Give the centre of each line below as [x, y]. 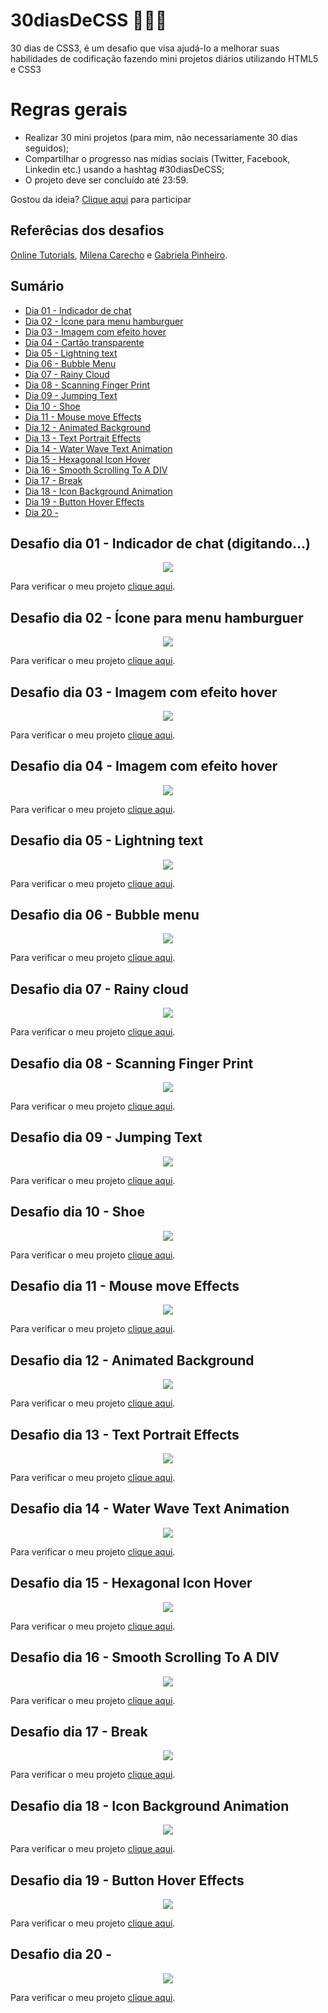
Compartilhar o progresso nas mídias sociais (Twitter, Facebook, [157, 158]
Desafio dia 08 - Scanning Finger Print [132, 1063]
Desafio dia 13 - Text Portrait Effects [125, 1434]
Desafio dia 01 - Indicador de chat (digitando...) [160, 543]
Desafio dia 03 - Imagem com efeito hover [144, 692]
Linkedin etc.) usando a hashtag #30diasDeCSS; [124, 169]
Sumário [37, 286]
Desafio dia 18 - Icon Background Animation [150, 1805]
